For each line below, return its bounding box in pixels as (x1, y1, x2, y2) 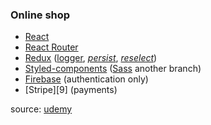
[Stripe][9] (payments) (24, 84, 118, 96)
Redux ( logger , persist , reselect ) (24, 52, 158, 64)
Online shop (10, 8, 71, 22)
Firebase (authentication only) (24, 73, 149, 85)
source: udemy (10, 103, 73, 115)
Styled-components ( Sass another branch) (24, 63, 202, 75)
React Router (24, 41, 79, 53)
